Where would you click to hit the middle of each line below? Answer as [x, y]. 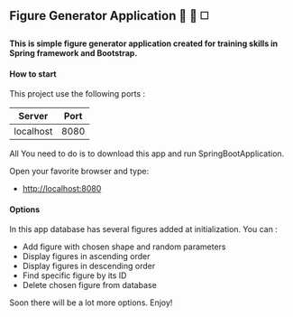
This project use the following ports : [78, 94]
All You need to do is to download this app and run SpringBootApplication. [147, 154]
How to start [33, 74]
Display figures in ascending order [86, 256]
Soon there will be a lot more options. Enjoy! [91, 303]
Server [33, 117]
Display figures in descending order [89, 266]
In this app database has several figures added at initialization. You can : [143, 229]
